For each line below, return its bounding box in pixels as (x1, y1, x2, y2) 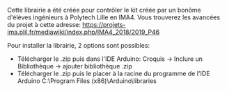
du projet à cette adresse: (7, 21, 81, 28)
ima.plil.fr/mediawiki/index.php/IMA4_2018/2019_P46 (7, 28, 160, 36)
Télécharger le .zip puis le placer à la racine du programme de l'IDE (17, 69, 210, 77)
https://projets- (82, 21, 126, 28)
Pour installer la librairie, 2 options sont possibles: (7, 42, 150, 49)
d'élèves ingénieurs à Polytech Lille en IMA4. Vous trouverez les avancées (7, 13, 221, 21)
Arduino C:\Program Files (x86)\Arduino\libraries (17, 77, 157, 85)
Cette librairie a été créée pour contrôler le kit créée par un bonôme (7, 6, 202, 14)
